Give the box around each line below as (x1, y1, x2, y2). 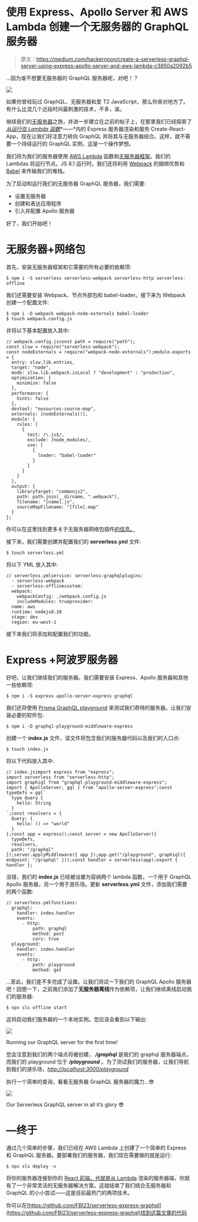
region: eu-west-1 (11, 619, 57, 625)
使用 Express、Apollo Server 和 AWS (6, 5, 189, 19)
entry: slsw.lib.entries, (11, 359, 75, 365)
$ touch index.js (6, 746, 49, 752)
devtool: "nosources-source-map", (11, 406, 96, 412)
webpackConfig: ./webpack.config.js (16, 593, 107, 599)
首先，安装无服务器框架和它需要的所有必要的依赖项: (6, 263, 132, 271)
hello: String (16, 800, 51, 806)
